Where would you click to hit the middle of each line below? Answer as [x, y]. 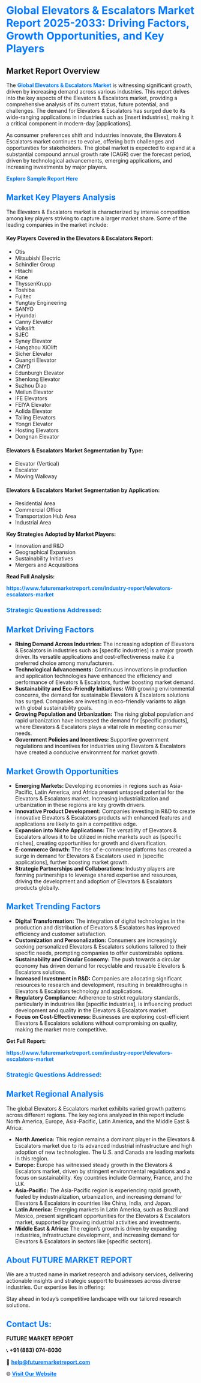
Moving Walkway [36, 476]
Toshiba [25, 290]
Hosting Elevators [37, 430]
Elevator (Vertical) [37, 464]
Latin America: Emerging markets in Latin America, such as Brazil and [102, 1209]
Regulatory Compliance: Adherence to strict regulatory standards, [97, 997]
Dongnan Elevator [37, 437]
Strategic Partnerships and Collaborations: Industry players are [95, 868]
